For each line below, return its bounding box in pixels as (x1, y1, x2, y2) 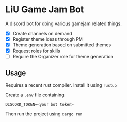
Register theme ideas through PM (12, 36, 83, 42)
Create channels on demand (12, 30, 72, 36)
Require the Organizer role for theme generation (12, 54, 113, 60)
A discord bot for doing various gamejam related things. (5, 20, 122, 27)
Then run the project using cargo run (5, 111, 83, 117)
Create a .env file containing (5, 92, 65, 98)
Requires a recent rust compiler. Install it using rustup (5, 82, 117, 88)
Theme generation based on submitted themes (12, 42, 111, 48)
